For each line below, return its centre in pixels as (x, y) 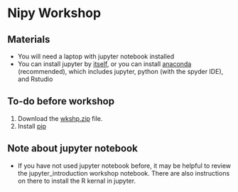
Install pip (32, 126)
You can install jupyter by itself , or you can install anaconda (104, 64)
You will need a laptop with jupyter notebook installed (96, 56)
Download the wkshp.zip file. (60, 118)
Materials (29, 39)
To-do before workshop (61, 101)
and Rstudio (35, 79)
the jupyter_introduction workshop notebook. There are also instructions (124, 173)
